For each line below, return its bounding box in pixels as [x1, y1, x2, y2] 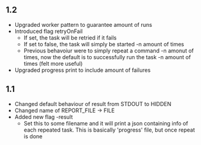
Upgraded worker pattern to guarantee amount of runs [14, 21, 152, 28]
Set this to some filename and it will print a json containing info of [23, 119, 189, 127]
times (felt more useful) [23, 60, 83, 67]
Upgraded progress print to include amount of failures [14, 66, 151, 74]
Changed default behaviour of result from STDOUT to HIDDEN [14, 100, 172, 107]
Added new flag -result [14, 113, 73, 121]
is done [23, 132, 43, 140]
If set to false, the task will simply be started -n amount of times [23, 40, 185, 48]
